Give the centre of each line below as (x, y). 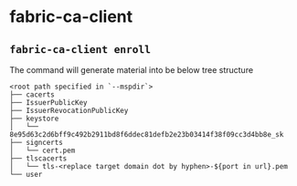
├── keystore (34, 119)
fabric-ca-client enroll (80, 49)
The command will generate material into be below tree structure (132, 70)
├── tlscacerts (38, 159)
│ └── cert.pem (42, 150)
